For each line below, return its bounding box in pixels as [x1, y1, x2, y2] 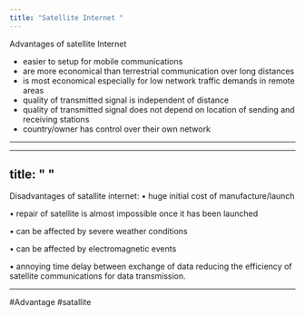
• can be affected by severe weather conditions [9, 226, 188, 237]
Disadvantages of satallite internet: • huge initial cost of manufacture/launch [9, 191, 295, 202]
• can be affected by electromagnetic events [9, 243, 177, 254]
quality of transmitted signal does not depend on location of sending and [22, 104, 295, 114]
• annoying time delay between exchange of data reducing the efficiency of [9, 261, 292, 272]
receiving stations [22, 114, 90, 124]
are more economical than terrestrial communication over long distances [22, 65, 295, 76]
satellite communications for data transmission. [9, 271, 186, 281]
